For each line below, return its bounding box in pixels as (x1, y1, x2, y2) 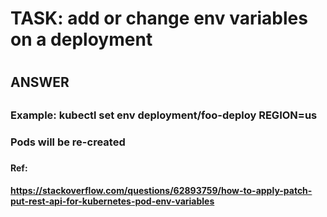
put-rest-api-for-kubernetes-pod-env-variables (10, 195, 215, 207)
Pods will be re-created (10, 135, 126, 149)
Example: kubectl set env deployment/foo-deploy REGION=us (10, 108, 318, 122)
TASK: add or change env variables (10, 7, 308, 30)
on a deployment (10, 28, 153, 51)
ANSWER (10, 74, 70, 91)
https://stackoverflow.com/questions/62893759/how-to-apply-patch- (10, 185, 313, 197)
